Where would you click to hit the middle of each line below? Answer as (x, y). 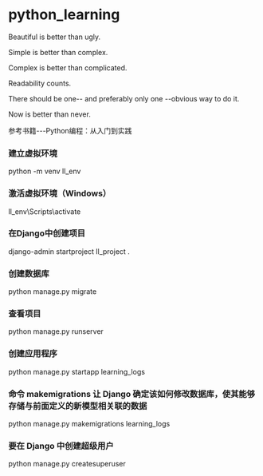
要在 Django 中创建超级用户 (61, 446)
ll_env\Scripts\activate (45, 211)
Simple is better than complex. (58, 52)
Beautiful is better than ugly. (55, 37)
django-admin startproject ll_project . (69, 251)
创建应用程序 (33, 354)
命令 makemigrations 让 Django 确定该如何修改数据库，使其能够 (131, 394)
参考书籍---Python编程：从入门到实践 (70, 130)
